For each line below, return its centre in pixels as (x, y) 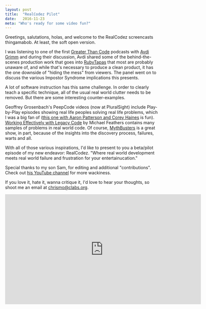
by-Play (13, 112)
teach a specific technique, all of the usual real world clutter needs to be (78, 92)
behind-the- (139, 57)
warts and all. (19, 138)
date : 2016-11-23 (25, 19)
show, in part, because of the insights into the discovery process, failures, (80, 133)
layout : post (18, 10)
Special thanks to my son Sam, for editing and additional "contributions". (78, 168)
